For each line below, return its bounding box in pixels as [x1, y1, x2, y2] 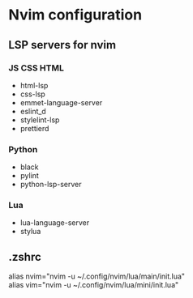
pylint [19, 171, 39, 181]
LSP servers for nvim [8, 38, 116, 52]
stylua [19, 227, 41, 236]
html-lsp [19, 80, 49, 90]
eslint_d [19, 106, 46, 116]
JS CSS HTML [8, 62, 65, 74]
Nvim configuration [8, 6, 143, 24]
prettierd [19, 123, 49, 133]
